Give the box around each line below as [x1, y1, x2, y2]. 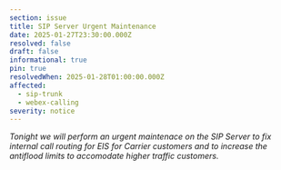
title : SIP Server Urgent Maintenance [9, 22, 156, 31]
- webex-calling [17, 97, 79, 107]
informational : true [9, 55, 88, 65]
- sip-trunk [17, 89, 64, 98]
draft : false [9, 47, 59, 56]
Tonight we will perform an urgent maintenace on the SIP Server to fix [9, 131, 272, 142]
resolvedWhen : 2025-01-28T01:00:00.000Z [9, 73, 166, 82]
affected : [9, 81, 47, 90]
